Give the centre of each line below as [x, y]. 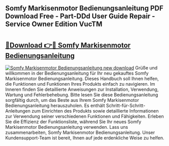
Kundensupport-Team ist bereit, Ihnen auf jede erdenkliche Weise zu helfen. [85, 138]
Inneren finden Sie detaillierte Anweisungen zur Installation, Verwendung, [82, 89]
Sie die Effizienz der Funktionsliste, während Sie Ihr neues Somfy [73, 122]
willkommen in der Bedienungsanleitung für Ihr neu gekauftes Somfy [77, 73]
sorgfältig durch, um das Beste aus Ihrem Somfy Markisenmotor [72, 100]
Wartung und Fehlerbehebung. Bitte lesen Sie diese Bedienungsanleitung [82, 95]
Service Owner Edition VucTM [54, 24]
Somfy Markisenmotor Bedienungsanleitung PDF [84, 8]
